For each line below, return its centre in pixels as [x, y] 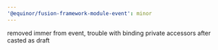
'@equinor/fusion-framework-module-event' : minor [80, 13]
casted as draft [29, 40]
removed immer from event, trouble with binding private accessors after [109, 33]
